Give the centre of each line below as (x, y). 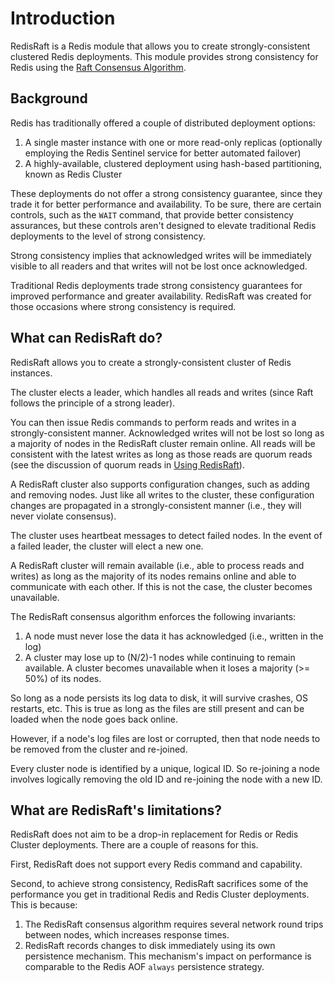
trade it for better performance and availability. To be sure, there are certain (166, 204)
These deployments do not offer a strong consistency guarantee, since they (166, 193)
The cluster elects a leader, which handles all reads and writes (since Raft (162, 392)
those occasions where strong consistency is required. (123, 306)
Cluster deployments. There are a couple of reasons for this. (134, 845)
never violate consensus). (63, 516)
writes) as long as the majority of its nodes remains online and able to (153, 576)
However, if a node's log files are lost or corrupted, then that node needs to (165, 738)
